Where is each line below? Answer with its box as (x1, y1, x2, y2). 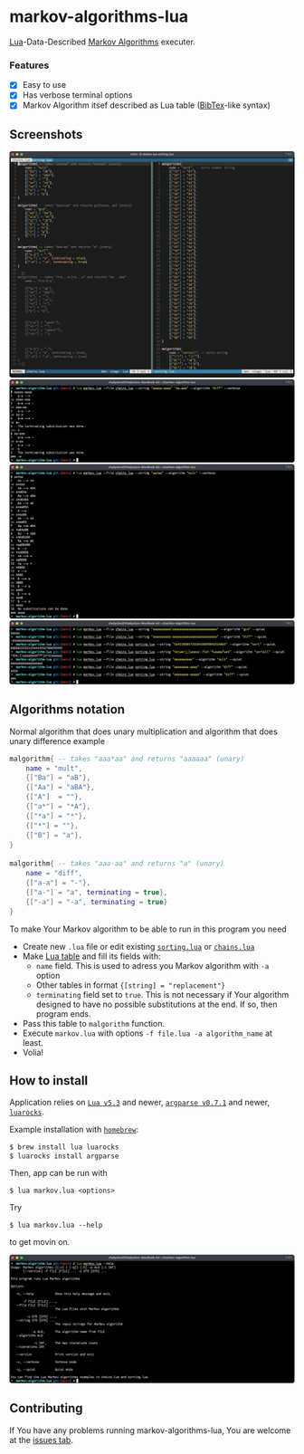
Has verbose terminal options (22, 90, 133, 100)
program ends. (35, 1008, 91, 1019)
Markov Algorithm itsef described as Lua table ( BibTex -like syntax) (22, 100, 271, 110)
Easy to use (22, 80, 66, 91)
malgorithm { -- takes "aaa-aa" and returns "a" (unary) (9, 859, 224, 868)
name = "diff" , (25, 869, 83, 878)
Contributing (9, 1401, 83, 1416)
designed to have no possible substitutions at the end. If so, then (35, 999, 278, 1009)
